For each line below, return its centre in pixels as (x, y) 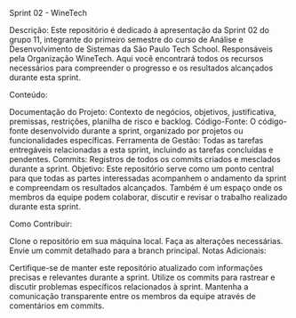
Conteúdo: (28, 94)
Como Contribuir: (41, 224)
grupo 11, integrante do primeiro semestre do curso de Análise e (126, 40)
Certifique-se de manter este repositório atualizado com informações (136, 268)
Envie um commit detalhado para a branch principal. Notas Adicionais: (138, 250)
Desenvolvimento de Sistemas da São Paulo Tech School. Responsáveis (141, 49)
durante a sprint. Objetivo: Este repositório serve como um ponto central (141, 169)
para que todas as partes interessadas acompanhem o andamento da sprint (148, 178)
